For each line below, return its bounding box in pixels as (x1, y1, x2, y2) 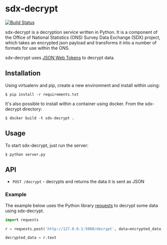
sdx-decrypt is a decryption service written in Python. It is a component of (5, 29, 158, 35)
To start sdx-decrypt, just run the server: (5, 142, 88, 148)
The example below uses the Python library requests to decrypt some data (5, 202, 158, 208)
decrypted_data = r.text (5, 235, 57, 241)
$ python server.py (5, 152, 46, 157)
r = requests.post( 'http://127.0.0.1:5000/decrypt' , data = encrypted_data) (5, 226, 164, 232)
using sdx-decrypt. (5, 208, 44, 214)
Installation (5, 69, 41, 78)
